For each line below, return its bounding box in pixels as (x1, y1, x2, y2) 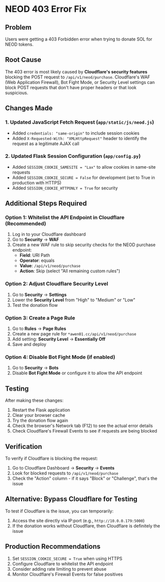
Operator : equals (19, 257, 55, 263)
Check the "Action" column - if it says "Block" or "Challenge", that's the (12, 475, 158, 481)
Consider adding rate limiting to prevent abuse (12, 566, 107, 572)
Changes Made (5, 104, 53, 112)
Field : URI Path (19, 253, 50, 258)
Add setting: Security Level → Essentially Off (12, 336, 106, 342)
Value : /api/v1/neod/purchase (19, 263, 81, 269)
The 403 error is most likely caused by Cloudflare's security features (5, 69, 148, 74)
